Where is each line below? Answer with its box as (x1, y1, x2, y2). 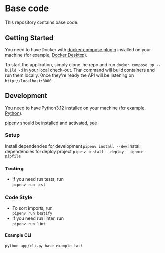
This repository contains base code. (5, 19, 79, 25)
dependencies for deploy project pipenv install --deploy (5, 148, 124, 154)
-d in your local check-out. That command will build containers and (18, 67, 155, 73)
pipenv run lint (12, 222, 46, 227)
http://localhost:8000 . (5, 77, 53, 83)
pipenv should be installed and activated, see (5, 120, 97, 126)
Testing (5, 165, 24, 172)
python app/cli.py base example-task (5, 243, 83, 248)
